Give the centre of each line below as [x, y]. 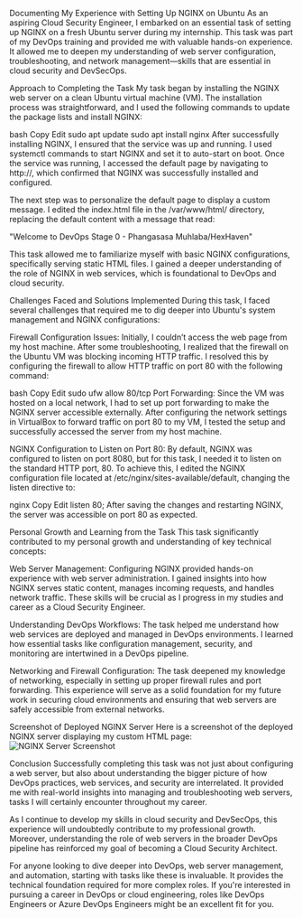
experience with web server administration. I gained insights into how [138, 578]
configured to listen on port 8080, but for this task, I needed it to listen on [146, 459]
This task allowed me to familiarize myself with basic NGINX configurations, [150, 254]
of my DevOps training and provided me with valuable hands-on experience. [151, 42]
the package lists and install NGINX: [76, 117]
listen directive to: [42, 487]
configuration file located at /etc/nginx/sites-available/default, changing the [150, 478]
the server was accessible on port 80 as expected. [104, 515]
